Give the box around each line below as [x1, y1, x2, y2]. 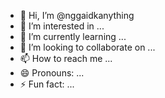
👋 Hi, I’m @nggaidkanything [19, 10, 135, 21]
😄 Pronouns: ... [19, 67, 85, 79]
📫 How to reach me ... [19, 53, 113, 64]
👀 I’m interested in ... [19, 20, 105, 32]
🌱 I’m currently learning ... [19, 31, 127, 42]
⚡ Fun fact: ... [19, 78, 75, 90]
